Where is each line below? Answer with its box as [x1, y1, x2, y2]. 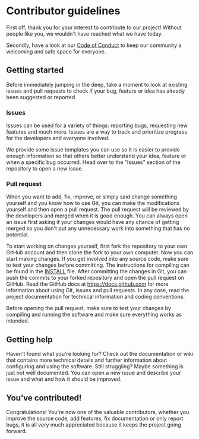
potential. [6, 231, 30, 238]
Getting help [6, 334, 53, 345]
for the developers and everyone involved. [6, 135, 110, 142]
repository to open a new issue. [6, 165, 84, 172]
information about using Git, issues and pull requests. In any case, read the [6, 287, 189, 294]
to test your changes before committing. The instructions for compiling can [6, 261, 190, 269]
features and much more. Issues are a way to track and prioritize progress [6, 128, 188, 135]
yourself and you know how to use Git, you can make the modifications [6, 200, 180, 207]
